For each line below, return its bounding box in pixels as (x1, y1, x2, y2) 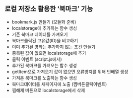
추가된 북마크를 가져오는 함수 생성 (11, 62, 77, 68)
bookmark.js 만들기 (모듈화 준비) (11, 19, 76, 25)
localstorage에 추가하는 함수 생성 (11, 25, 77, 31)
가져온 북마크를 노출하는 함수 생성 (11, 75, 77, 81)
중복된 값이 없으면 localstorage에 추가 (11, 50, 86, 56)
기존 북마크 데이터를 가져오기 (11, 31, 68, 37)
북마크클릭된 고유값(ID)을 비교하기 (11, 37, 78, 43)
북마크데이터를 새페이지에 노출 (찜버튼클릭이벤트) (11, 81, 107, 87)
